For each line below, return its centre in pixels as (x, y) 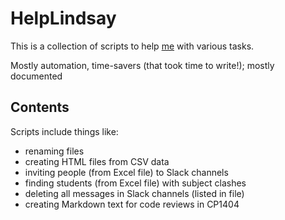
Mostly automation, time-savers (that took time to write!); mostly (142, 65)
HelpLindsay (63, 18)
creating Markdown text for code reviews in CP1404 (132, 204)
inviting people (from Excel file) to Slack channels (126, 172)
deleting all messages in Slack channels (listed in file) (134, 193)
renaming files (54, 151)
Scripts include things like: (64, 131)
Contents (40, 107)
